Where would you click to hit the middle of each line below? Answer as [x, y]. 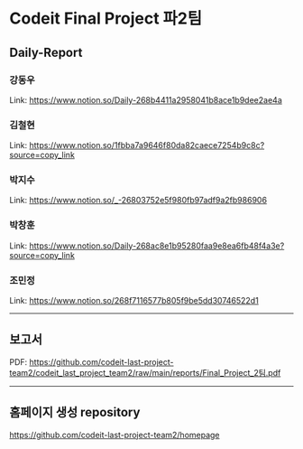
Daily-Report [46, 52]
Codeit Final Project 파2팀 [106, 19]
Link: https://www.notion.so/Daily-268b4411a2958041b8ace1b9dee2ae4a [146, 99]
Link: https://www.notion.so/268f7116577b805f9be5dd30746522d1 [134, 301]
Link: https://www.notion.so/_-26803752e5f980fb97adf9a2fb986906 [138, 201]
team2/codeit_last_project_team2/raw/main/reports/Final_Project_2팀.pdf [145, 372]
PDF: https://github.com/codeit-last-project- [92, 361]
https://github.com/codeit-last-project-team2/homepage [115, 435]
